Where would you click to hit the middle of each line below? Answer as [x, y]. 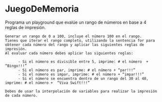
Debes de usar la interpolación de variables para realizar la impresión [81, 91]
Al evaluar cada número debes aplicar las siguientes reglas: [69, 53]
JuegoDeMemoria [42, 9]
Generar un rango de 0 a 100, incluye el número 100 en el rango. [73, 36]
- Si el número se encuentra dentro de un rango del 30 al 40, [83, 78]
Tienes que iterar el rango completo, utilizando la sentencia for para [80, 40]
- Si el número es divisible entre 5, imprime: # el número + [83, 61]
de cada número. [21, 95]
